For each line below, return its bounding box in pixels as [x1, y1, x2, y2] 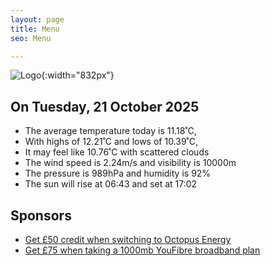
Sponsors [10, 207, 72, 224]
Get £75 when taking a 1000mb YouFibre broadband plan [24, 244, 261, 256]
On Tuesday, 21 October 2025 [10, 98, 200, 115]
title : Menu [10, 24, 60, 34]
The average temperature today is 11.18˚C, [24, 125, 197, 137]
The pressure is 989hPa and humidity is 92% [24, 167, 212, 180]
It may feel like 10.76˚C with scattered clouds [24, 146, 210, 158]
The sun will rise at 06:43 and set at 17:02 [24, 178, 198, 190]
